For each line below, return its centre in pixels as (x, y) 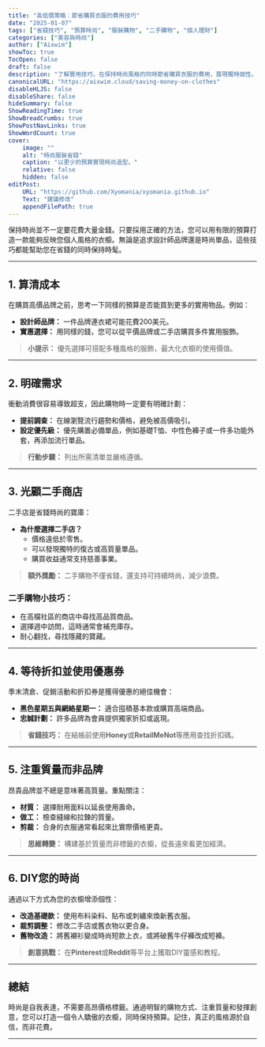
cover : (19, 140)
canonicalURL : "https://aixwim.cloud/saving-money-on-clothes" (114, 81)
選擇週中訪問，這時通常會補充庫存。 (78, 627)
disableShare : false (42, 96)
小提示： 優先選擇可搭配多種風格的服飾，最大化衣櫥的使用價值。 (132, 348)
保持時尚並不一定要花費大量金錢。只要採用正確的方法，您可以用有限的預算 (129, 230)
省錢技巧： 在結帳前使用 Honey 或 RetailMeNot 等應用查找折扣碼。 (133, 735)
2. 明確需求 (35, 383)
